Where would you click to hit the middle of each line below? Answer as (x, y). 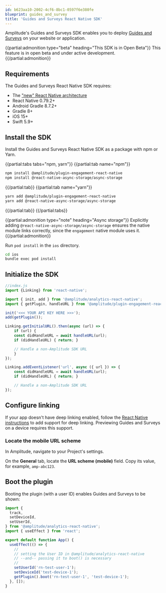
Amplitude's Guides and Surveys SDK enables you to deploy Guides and (79, 33)
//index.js (16, 286)
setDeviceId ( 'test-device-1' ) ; (46, 572)
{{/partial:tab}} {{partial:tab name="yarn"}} (49, 187)
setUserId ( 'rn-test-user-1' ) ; (45, 568)
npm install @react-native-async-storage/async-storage (64, 178)
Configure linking (33, 406)
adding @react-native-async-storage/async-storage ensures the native (78, 225)
